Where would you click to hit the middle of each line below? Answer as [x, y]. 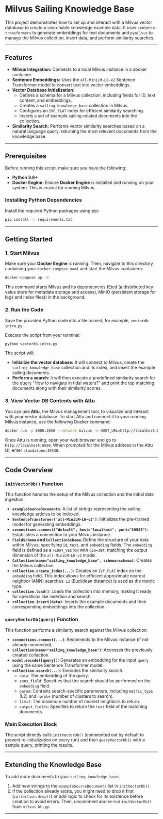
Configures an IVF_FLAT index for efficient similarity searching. [81, 111]
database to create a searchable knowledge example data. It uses [71, 27]
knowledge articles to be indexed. [46, 514]
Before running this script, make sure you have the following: [66, 168]
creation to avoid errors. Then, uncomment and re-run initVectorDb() [82, 801]
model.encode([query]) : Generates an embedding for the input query [80, 660]
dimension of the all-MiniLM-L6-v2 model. [54, 555]
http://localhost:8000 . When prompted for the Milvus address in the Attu [79, 445]
